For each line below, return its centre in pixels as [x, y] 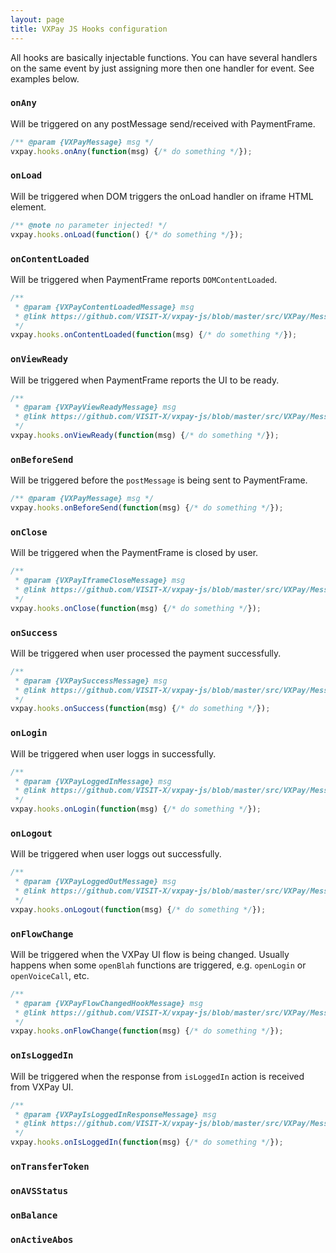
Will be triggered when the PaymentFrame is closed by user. [134, 553]
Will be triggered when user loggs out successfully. [116, 854]
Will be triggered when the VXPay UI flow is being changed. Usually [150, 954]
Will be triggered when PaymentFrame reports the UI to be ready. [145, 380]
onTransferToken [50, 1166]
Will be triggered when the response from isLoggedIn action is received [157, 1076]
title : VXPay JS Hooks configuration [89, 29]
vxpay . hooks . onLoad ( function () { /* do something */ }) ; [127, 234]
